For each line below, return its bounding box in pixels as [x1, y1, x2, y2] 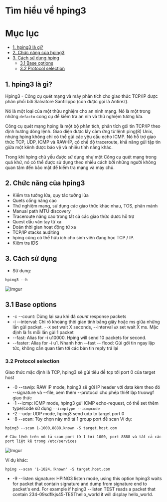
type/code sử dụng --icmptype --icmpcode [12, 405, 100, 411]
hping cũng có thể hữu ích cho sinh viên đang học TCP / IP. [12, 234, 135, 240]
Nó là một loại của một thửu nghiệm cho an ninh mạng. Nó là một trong [5, 108, 151, 114]
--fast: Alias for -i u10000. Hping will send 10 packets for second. [12, 335, 147, 341]
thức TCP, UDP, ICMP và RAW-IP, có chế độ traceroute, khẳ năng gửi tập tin [5, 139, 161, 145]
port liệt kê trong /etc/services [5, 439, 77, 444]
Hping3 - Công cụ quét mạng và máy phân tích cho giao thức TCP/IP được [5, 93, 158, 99]
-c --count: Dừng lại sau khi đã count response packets [12, 314, 127, 320]
